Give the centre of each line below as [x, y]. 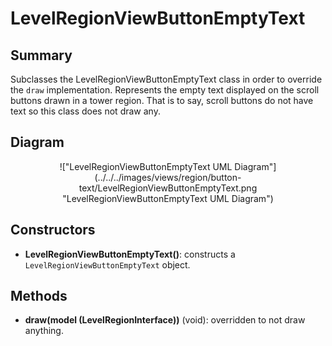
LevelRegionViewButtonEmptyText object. [107, 264]
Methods [39, 296]
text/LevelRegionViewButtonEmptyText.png [168, 188]
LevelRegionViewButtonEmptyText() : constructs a [130, 254]
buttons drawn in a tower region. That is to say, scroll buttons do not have [162, 100]
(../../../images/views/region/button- [168, 177]
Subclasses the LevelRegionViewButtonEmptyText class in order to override [166, 79]
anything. [44, 331]
